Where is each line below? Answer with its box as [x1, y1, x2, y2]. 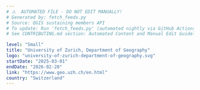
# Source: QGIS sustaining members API [6, 20, 105, 26]
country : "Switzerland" [6, 75, 65, 81]
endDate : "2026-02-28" [6, 64, 62, 70]
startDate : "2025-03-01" [6, 58, 68, 64]
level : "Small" [6, 42, 44, 48]
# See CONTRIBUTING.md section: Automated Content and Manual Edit [6, 31, 177, 37]
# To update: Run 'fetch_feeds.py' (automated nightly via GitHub [6, 25, 174, 32]
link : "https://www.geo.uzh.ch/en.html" [6, 69, 108, 75]
